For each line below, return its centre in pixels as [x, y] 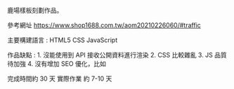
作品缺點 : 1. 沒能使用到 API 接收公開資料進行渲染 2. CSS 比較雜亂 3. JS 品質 [117, 55]
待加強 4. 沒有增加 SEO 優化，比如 [57, 64]
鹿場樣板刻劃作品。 [35, 10]
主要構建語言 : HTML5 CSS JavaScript [63, 40]
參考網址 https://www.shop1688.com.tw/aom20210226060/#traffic [104, 25]
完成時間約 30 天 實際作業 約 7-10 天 [60, 78]
